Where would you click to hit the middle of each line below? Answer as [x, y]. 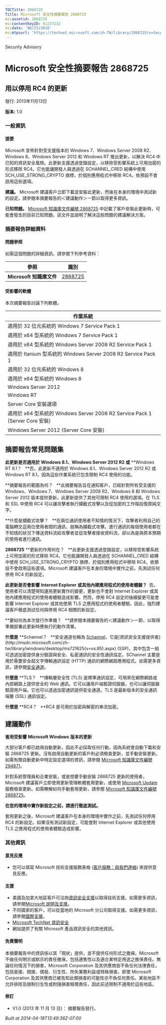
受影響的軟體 [18, 291]
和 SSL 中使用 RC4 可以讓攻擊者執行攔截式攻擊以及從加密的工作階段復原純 [81, 504]
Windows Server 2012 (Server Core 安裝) [56, 430]
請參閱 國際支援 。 [30, 916]
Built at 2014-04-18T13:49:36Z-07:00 [43, 1018]
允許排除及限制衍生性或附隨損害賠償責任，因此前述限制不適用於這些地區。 [81, 984]
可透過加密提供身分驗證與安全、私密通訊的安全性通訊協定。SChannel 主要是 [83, 655]
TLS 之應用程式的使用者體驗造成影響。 [44, 829]
